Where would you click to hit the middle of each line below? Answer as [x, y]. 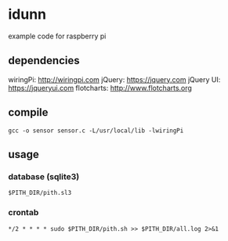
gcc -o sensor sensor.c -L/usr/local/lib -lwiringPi [96, 131]
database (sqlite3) [44, 176]
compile [28, 112]
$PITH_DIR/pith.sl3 [40, 193]
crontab [24, 213]
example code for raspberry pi [57, 36]
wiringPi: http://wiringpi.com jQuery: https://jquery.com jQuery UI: [114, 79]
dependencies [44, 61]
